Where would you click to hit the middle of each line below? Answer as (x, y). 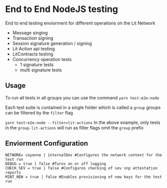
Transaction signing (33, 38)
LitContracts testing (33, 54)
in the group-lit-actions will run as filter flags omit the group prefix (74, 127)
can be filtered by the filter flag (39, 112)
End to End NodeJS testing (62, 9)
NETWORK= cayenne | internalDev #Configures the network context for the (84, 155)
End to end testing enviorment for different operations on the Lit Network (80, 23)
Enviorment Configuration (47, 143)
